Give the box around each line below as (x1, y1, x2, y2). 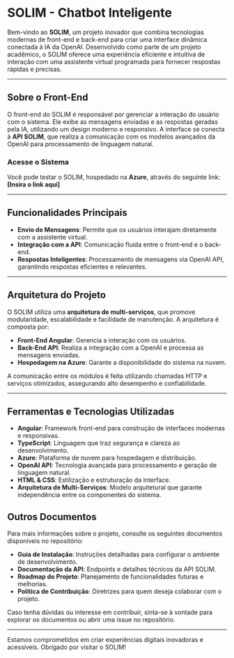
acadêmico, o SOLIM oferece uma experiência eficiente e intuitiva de (7, 50, 205, 58)
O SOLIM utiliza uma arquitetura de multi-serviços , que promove (7, 308, 196, 316)
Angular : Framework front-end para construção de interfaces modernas (17, 424, 225, 432)
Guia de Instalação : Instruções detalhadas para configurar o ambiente (17, 550, 220, 558)
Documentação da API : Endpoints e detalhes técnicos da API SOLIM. (17, 565, 217, 574)
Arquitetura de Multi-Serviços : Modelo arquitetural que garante (17, 483, 203, 492)
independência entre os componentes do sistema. (17, 491, 162, 499)
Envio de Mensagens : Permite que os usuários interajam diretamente (17, 225, 217, 234)
